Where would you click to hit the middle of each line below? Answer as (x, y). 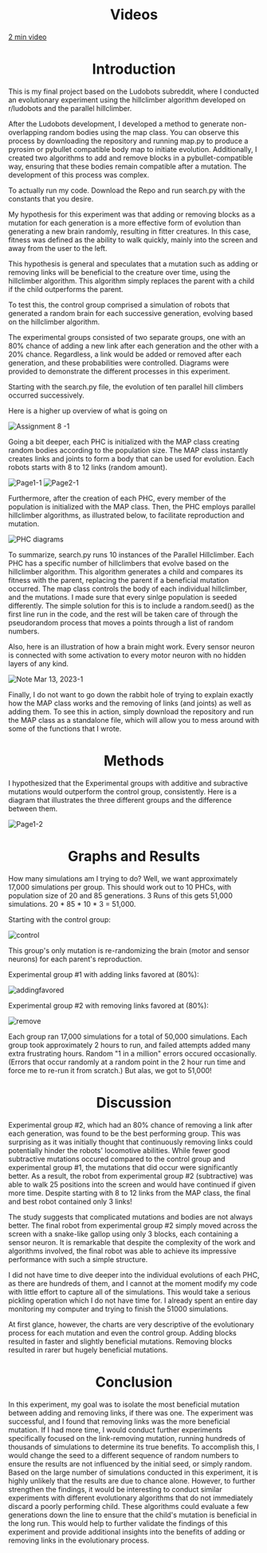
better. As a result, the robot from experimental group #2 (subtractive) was (131, 1176)
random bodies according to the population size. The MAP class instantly (128, 450)
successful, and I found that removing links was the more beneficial (119, 1421)
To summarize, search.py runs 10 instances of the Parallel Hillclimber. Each (131, 554)
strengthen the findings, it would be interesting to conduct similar (115, 1489)
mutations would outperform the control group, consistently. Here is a (123, 791)
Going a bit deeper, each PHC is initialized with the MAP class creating (124, 441)
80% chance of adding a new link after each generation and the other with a (133, 345)
